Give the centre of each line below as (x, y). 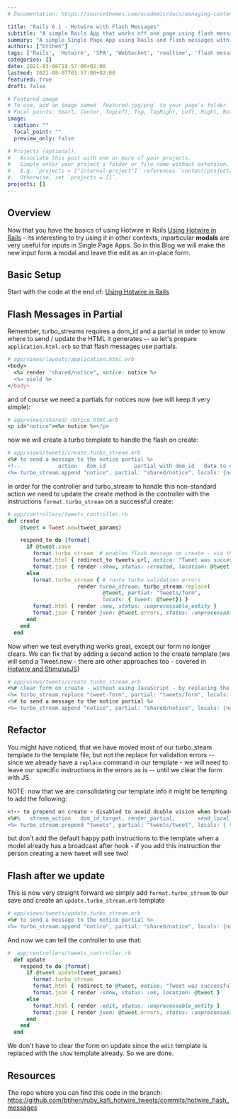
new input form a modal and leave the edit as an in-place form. (99, 252)
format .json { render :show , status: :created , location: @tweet (131, 567)
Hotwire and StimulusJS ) (44, 669)
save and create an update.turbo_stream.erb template (86, 901)
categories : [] (30, 60)
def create (23, 521)
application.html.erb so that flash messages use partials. (92, 346)
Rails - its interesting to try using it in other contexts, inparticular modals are (118, 238)
